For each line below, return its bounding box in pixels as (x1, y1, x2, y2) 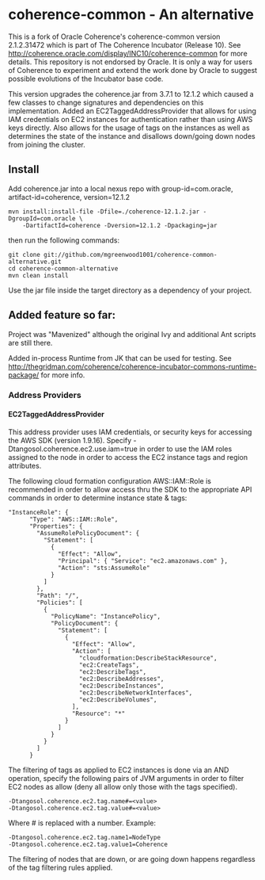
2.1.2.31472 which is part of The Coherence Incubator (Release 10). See (8, 40, 241, 49)
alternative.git (8, 258, 62, 266)
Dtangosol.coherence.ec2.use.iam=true (8, 444, 138, 453)
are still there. (8, 338, 53, 347)
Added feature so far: (8, 308, 116, 322)
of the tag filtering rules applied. (8, 863, 113, 872)
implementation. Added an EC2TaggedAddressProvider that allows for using (8, 105, 257, 116)
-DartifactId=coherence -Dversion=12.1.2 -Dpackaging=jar (22, 221, 218, 229)
